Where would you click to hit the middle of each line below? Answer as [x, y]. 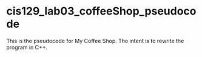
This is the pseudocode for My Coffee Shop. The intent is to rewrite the [95, 41]
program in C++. [27, 47]
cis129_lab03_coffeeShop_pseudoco [101, 11]
